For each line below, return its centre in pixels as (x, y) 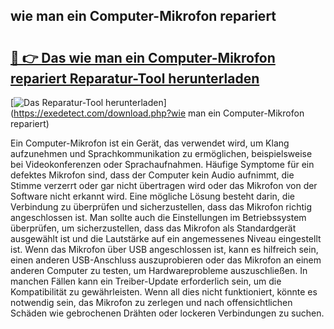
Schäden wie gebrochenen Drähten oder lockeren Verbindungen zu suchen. (167, 313)
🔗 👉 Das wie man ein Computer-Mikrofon (143, 57)
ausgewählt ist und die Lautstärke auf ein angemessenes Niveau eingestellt (166, 238)
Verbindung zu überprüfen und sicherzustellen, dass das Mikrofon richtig (161, 207)
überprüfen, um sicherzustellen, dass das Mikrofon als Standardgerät (153, 228)
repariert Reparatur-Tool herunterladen (135, 78)
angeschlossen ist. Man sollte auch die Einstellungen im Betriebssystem (158, 217)
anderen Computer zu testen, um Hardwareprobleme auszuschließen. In (159, 270)
